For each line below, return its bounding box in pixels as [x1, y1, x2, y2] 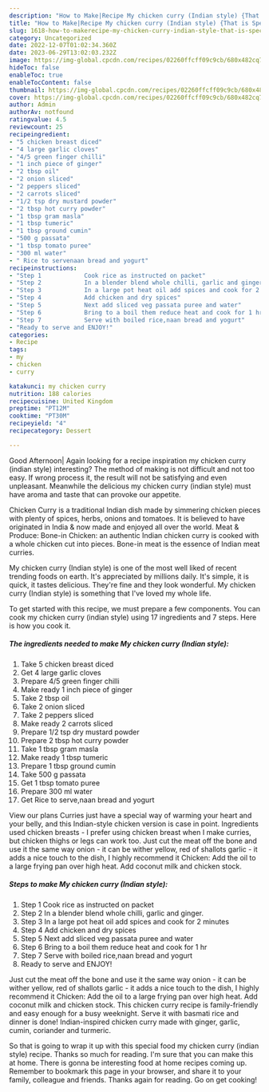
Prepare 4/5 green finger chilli [20, 676, 120, 686]
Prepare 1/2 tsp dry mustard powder [20, 727, 140, 737]
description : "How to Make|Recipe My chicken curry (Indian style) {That [9, 11, 260, 20]
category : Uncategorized [9, 34, 92, 42]
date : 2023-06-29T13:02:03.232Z [9, 49, 117, 57]
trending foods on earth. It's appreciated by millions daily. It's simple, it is [9, 572, 250, 581]
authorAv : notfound [9, 109, 74, 117]
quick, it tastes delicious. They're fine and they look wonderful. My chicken [9, 580, 256, 589]
